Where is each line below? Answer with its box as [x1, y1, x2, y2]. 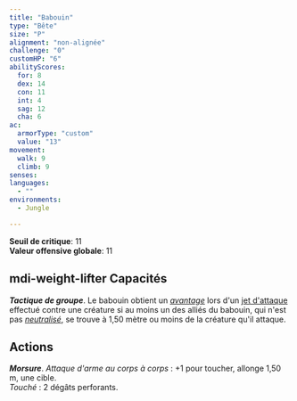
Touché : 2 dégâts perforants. [9, 382, 119, 393]
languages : [9, 179, 50, 188]
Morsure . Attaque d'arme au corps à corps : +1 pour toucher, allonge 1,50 [9, 363, 282, 374]
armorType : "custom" [17, 129, 94, 138]
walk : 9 [17, 153, 46, 163]
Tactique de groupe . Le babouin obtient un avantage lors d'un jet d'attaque [9, 295, 288, 306]
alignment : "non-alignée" [9, 37, 105, 47]
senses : [9, 170, 38, 179]
